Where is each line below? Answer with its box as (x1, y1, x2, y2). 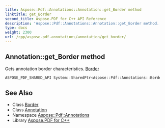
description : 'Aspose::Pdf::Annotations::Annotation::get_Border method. (5, 21, 160, 26)
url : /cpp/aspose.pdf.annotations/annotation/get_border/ (5, 35, 126, 40)
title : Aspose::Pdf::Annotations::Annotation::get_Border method (5, 7, 141, 12)
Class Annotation (12, 107, 47, 113)
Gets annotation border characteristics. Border (5, 66, 100, 72)
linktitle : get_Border (5, 12, 52, 17)
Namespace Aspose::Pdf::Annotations (12, 112, 90, 118)
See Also (5, 89, 33, 97)
